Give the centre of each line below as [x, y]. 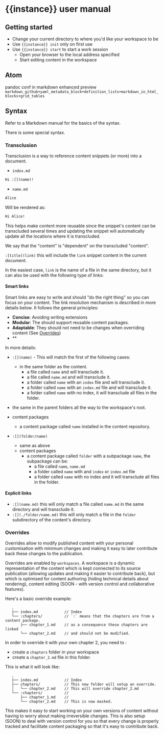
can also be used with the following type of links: [54, 275]
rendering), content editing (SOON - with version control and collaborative [80, 584]
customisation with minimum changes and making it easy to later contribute [81, 548]
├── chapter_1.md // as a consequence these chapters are [84, 625]
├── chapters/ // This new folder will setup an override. [84, 684]
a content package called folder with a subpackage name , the [89, 456]
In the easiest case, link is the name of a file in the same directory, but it [78, 270]
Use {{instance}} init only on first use [52, 44]
